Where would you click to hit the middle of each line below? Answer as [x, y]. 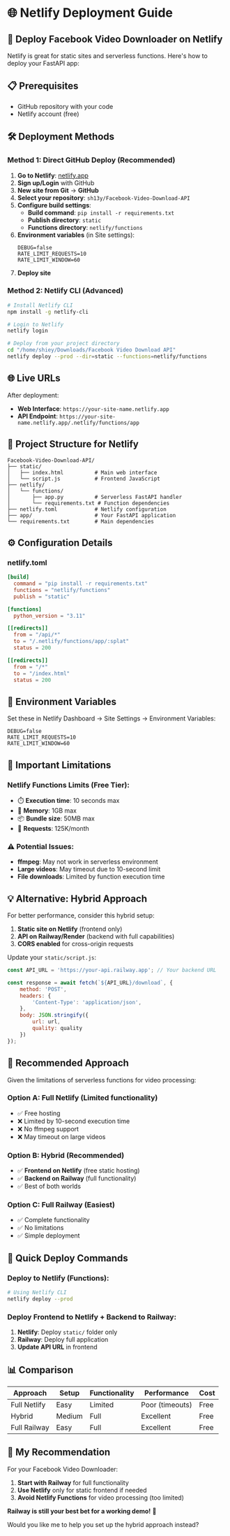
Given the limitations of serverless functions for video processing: [102, 1080]
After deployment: [33, 395]
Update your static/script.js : [52, 957]
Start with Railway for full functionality [73, 1482]
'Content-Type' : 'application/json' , [87, 1002]
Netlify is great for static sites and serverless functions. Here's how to [107, 56]
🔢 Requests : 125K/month [53, 828]
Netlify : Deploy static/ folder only [67, 1332]
